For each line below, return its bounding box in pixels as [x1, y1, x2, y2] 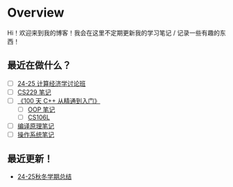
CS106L [27, 113, 50, 121]
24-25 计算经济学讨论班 [17, 79, 86, 87]
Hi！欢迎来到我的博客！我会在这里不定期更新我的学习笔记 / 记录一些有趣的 [7, 28, 220, 37]
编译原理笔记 [17, 122, 54, 130]
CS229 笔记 [17, 88, 51, 96]
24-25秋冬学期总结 [17, 172, 72, 181]
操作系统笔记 [17, 130, 54, 139]
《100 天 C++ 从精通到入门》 [17, 96, 101, 105]
